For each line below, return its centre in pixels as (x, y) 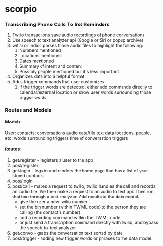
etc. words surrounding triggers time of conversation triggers (67, 138)
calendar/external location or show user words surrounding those (85, 92)
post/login (22, 181)
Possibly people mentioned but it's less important (69, 72)
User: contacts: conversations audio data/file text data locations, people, (78, 133)
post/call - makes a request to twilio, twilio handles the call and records (84, 186)
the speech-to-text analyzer (48, 228)
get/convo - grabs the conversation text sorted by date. (68, 233)
